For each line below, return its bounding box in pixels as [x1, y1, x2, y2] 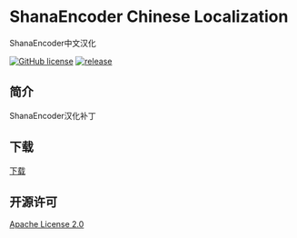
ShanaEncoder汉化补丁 [9, 110, 97, 121]
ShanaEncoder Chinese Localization [9, 6, 289, 27]
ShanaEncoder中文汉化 [9, 37, 97, 48]
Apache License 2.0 [9, 219, 84, 230]
